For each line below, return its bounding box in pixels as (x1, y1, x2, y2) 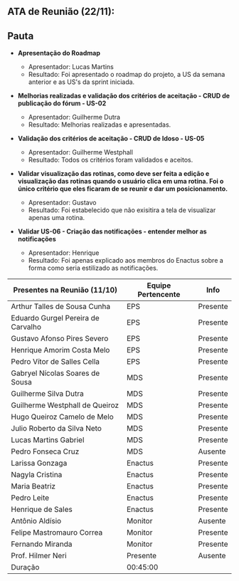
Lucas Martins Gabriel (11, 435, 85, 445)
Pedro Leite (11, 493, 50, 503)
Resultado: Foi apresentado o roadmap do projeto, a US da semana (28, 70, 225, 79)
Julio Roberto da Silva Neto (11, 424, 102, 434)
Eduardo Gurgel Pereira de (11, 313, 100, 323)
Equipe (147, 281, 171, 290)
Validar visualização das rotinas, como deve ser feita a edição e (17, 169, 210, 178)
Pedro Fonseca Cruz (11, 446, 80, 456)
